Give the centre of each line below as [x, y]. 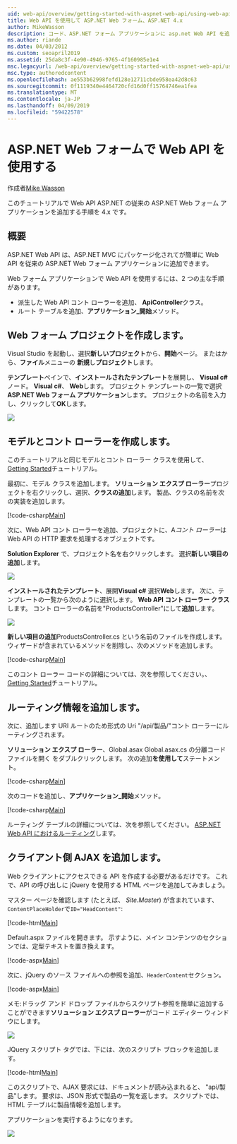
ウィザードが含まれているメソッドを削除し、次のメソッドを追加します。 [112, 646]
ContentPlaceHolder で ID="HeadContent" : [65, 908]
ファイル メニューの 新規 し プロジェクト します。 [89, 362]
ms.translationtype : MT [42, 92]
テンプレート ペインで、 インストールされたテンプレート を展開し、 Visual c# [117, 378]
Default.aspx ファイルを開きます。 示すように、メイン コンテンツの [105, 937]
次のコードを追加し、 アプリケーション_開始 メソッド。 [86, 795]
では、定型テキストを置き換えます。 [66, 946]
